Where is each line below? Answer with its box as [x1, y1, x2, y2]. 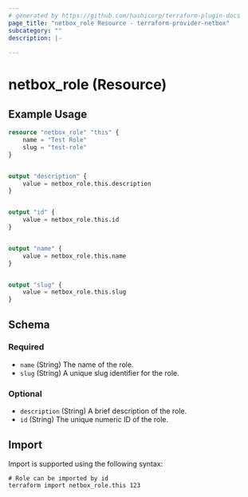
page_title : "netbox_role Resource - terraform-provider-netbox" [8, 19, 230, 27]
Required [8, 341, 45, 353]
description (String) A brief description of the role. [19, 406, 187, 416]
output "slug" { [8, 281, 62, 289]
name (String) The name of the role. [19, 360, 134, 369]
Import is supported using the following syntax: [8, 459, 163, 468]
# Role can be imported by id [8, 474, 109, 483]
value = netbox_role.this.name [22, 252, 127, 260]
